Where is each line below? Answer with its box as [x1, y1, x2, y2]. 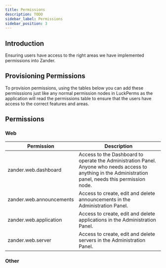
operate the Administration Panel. [79, 157, 157, 164]
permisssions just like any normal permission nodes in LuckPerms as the [5, 90, 153, 96]
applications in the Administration [79, 216, 157, 223]
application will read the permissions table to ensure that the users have [5, 95, 152, 101]
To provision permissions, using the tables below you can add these [5, 85, 144, 91]
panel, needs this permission [79, 176, 146, 183]
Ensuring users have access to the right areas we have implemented [5, 52, 144, 58]
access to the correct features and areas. [5, 101, 89, 107]
